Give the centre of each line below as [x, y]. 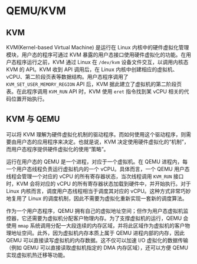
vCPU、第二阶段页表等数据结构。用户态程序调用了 [67, 77]
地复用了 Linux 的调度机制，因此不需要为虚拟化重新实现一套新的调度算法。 [97, 198]
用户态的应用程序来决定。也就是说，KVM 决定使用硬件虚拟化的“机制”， [103, 142]
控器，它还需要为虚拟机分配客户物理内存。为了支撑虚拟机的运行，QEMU [94, 218]
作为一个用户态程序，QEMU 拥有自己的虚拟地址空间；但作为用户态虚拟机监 [97, 210]
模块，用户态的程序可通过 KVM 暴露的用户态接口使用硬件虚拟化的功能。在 [96, 55]
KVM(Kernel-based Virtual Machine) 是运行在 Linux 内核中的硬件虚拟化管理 [98, 47]
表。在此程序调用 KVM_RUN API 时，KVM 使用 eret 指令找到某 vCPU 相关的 [95, 91]
